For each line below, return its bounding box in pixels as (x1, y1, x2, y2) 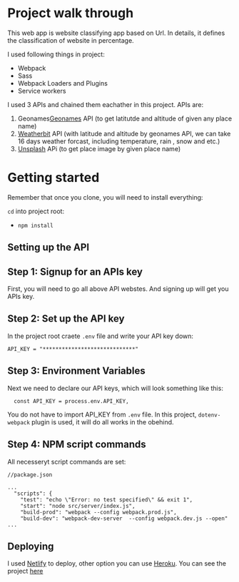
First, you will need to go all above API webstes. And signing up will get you (7, 285, 230, 293)
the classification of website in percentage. (7, 36, 134, 44)
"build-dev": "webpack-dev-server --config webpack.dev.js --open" (20, 515, 228, 522)
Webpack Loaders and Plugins (17, 78, 108, 87)
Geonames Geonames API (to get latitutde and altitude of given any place (17, 114, 233, 123)
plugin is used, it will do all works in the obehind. (31, 417, 174, 426)
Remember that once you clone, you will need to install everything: (7, 193, 203, 201)
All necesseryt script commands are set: (7, 457, 126, 466)
